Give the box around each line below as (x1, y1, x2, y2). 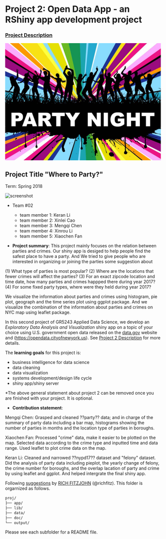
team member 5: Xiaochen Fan (19, 233, 83, 239)
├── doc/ (5, 516, 23, 521)
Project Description (5, 32, 53, 39)
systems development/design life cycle (12, 375, 92, 381)
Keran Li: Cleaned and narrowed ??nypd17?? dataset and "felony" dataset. (5, 455, 156, 461)
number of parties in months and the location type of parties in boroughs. (5, 425, 155, 431)
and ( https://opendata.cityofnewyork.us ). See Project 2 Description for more (5, 335, 161, 341)
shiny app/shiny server (12, 380, 59, 386)
